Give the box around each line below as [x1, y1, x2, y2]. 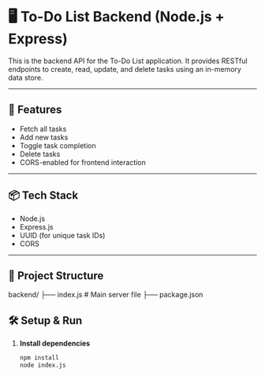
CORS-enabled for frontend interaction [19, 157, 146, 167]
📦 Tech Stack [8, 188, 79, 203]
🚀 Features [8, 103, 62, 117]
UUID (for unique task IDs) [19, 230, 106, 240]
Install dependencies [19, 338, 91, 349]
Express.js [19, 222, 54, 231]
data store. [8, 73, 43, 82]
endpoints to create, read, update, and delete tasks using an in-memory [8, 64, 242, 73]
